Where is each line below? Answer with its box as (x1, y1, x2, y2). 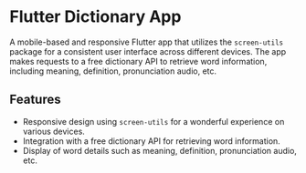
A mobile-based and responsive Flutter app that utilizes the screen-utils (9, 36, 284, 47)
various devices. (22, 126, 85, 137)
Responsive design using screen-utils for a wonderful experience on (22, 116, 285, 127)
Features (9, 92, 61, 107)
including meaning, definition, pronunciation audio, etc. (9, 66, 217, 76)
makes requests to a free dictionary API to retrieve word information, (9, 56, 268, 66)
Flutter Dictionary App (9, 6, 182, 27)
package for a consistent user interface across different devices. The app (9, 46, 287, 56)
